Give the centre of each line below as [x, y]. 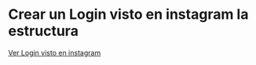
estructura [43, 31]
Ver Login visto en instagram [55, 52]
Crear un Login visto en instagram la [128, 14]
